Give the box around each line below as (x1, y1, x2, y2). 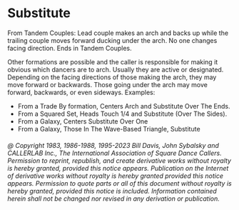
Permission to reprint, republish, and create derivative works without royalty (7, 156, 232, 165)
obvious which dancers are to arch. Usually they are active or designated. (7, 65, 224, 74)
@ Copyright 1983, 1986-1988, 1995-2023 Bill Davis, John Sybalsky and (7, 141, 220, 149)
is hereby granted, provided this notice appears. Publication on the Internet (7, 164, 229, 172)
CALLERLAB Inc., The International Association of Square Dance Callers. (7, 149, 223, 157)
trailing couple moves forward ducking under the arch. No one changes (7, 36, 218, 44)
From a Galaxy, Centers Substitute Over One (17, 116, 148, 126)
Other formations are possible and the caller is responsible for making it (7, 57, 218, 66)
